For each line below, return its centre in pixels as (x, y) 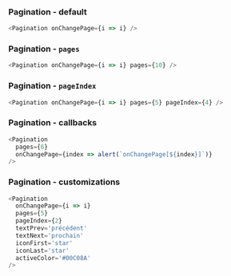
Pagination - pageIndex (52, 86)
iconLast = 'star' (42, 250)
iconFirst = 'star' (44, 243)
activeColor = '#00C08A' (53, 258)
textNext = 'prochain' (50, 235)
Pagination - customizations (64, 182)
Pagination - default (48, 12)
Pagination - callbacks (53, 123)
